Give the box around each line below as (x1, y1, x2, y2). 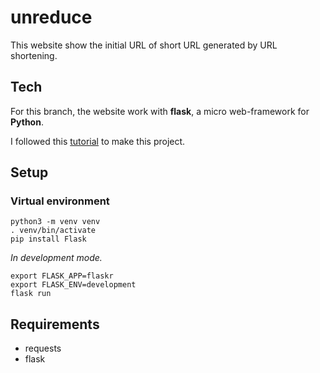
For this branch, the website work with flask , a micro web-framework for (10, 105, 310, 117)
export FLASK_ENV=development (10, 280, 137, 290)
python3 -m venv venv (10, 217, 101, 227)
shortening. (10, 49, 58, 61)
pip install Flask (10, 234, 87, 245)
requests (24, 342, 62, 355)
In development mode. (10, 252, 103, 264)
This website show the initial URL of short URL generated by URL (10, 39, 278, 51)
